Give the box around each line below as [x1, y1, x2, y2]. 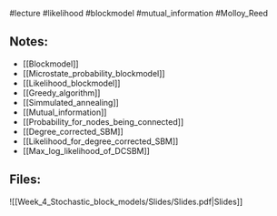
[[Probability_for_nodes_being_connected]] [22, 116, 184, 127]
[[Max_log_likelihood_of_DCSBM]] [22, 145, 150, 156]
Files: [9, 172, 41, 188]
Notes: [9, 34, 48, 49]
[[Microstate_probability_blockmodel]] [22, 67, 165, 78]
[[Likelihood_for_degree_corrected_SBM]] [22, 136, 179, 147]
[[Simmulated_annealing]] [22, 97, 120, 108]
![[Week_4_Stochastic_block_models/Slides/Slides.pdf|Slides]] [9, 196, 243, 207]
